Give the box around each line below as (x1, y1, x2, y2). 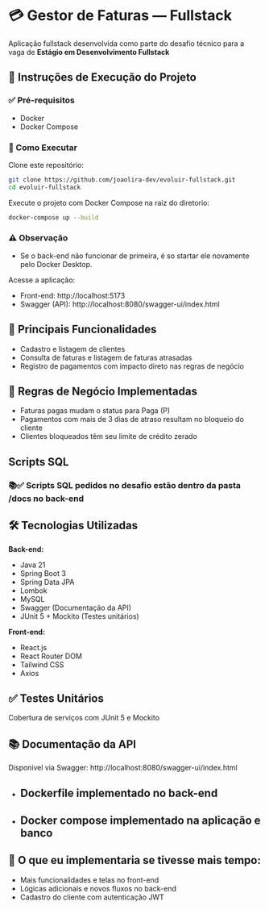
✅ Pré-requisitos (8, 94, 75, 106)
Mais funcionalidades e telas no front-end (19, 875, 159, 884)
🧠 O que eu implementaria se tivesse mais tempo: (8, 854, 262, 867)
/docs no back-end (8, 493, 85, 504)
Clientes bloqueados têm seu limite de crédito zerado (19, 432, 197, 441)
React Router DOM (19, 651, 83, 661)
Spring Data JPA (19, 577, 75, 586)
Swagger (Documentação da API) (19, 603, 131, 612)
